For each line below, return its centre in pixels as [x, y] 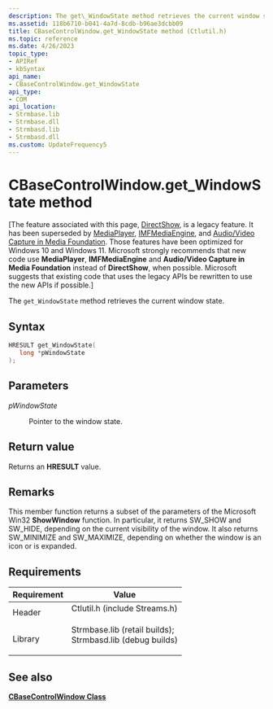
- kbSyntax [27, 69]
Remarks [32, 492]
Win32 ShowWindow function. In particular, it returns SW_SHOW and [125, 520]
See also [30, 677]
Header [27, 613]
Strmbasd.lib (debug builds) [125, 640]
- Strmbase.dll [34, 122]
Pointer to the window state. [76, 421]
